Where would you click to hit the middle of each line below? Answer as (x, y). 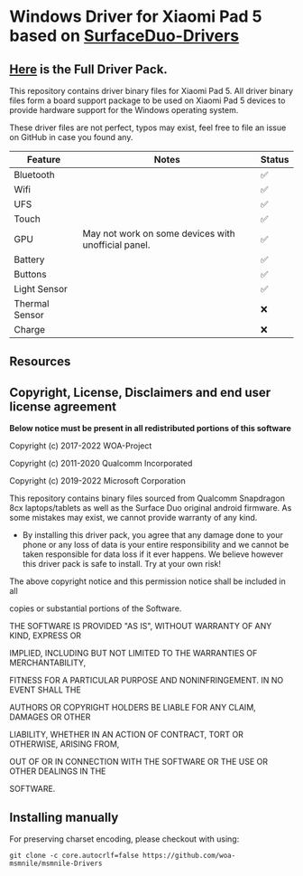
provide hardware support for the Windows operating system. (124, 110)
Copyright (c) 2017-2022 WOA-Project (81, 446)
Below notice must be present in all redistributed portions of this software (150, 429)
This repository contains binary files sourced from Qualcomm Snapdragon (147, 498)
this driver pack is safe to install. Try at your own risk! (121, 564)
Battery (29, 259)
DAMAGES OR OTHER (50, 717)
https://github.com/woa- (189, 856)
